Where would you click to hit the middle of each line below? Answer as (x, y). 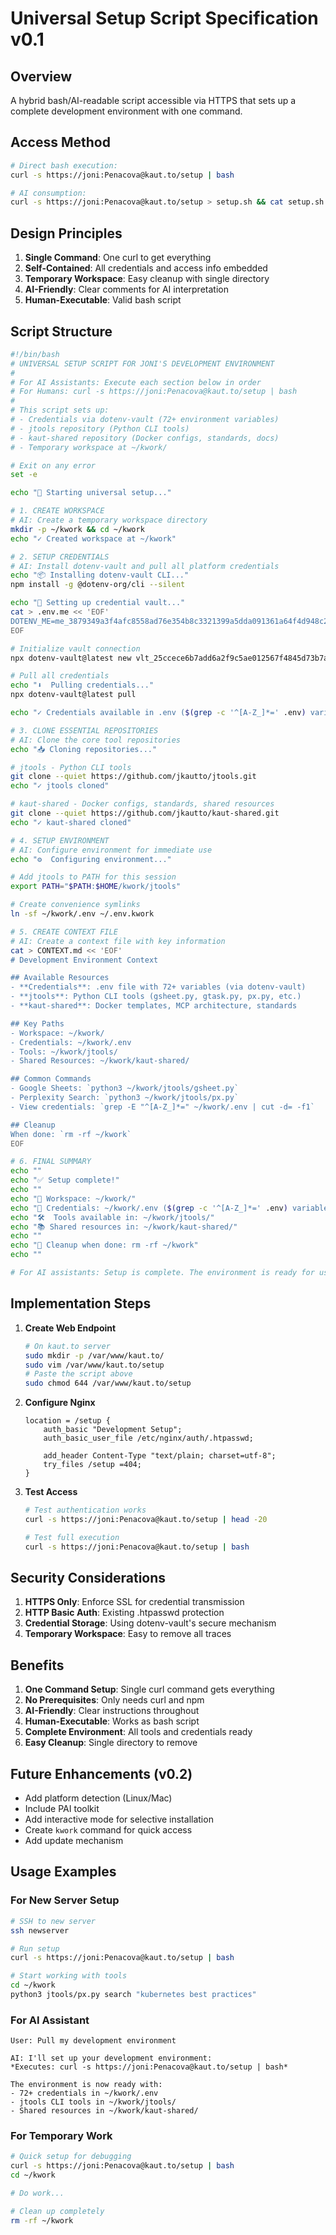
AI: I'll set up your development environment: (111, 2058)
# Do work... (37, 2193)
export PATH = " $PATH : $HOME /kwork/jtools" (96, 887)
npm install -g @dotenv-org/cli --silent (98, 585)
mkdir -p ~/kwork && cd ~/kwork (77, 529)
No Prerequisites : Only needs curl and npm (114, 1700)
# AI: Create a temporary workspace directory (109, 520)
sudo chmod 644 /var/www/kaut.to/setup (108, 1383)
